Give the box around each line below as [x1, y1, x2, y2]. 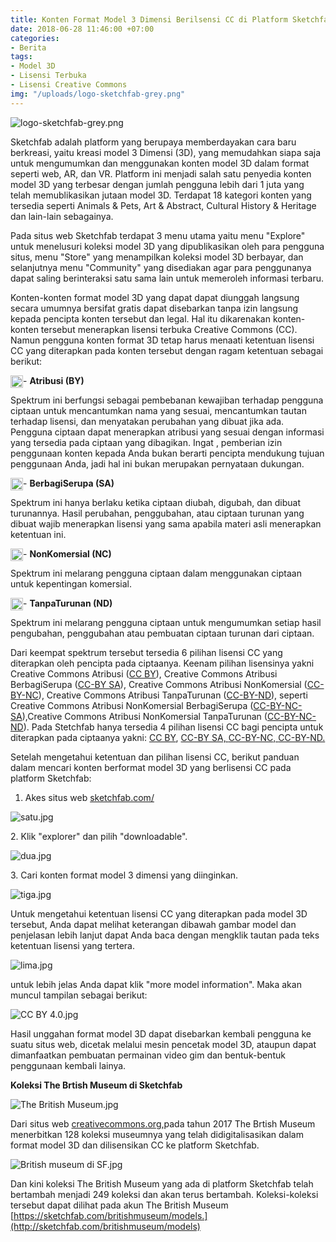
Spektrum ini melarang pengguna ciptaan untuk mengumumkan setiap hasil [10, 616, 322, 628]
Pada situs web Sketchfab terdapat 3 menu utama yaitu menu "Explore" [10, 229, 306, 241]
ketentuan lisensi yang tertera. [10, 939, 135, 951]
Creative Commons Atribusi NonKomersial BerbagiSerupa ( [10, 699, 254, 711]
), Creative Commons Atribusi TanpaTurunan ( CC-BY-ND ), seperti [38, 689, 308, 701]
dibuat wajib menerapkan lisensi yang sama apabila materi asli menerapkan [10, 517, 322, 530]
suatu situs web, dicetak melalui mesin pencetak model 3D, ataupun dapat [10, 1038, 317, 1050]
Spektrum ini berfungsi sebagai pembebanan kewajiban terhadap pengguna [10, 394, 324, 406]
